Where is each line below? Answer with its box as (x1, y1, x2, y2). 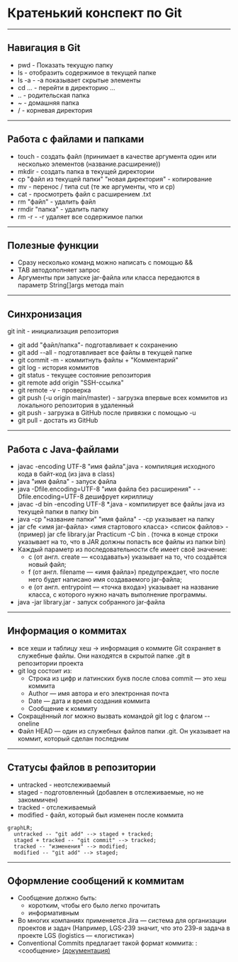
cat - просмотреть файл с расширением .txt (17, 189, 152, 198)
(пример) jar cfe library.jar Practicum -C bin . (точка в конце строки (17, 530, 218, 538)
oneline (17, 719, 40, 728)
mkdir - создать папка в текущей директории (17, 167, 154, 175)
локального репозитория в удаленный (17, 401, 134, 409)
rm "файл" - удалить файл (17, 197, 96, 206)
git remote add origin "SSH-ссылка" (17, 378, 124, 387)
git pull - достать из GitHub (17, 416, 98, 425)
